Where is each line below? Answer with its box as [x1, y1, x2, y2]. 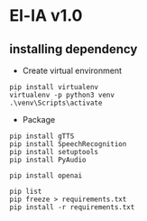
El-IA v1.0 [9, 5, 83, 26]
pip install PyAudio [9, 155, 87, 164]
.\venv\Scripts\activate [9, 98, 103, 107]
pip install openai [9, 171, 83, 180]
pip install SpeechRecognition [9, 140, 127, 149]
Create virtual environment [22, 65, 123, 76]
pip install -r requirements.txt [9, 203, 135, 212]
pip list [9, 187, 42, 196]
